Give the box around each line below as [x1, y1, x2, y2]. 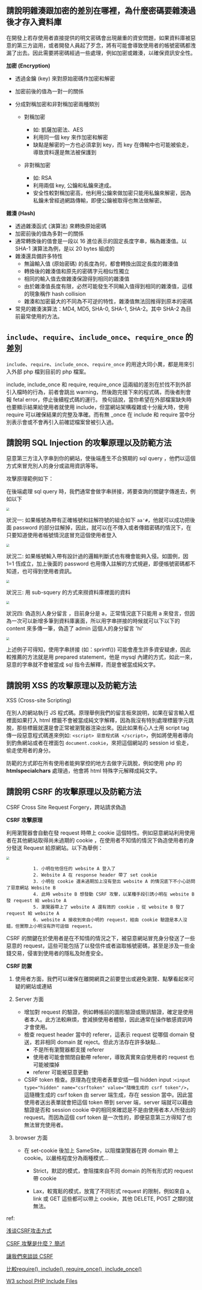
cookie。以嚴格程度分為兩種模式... [23, 1154, 109, 1162]
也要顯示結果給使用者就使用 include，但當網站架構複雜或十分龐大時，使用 [6, 403, 189, 411]
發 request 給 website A [6, 898, 67, 904]
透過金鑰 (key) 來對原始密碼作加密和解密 [14, 75, 115, 82]
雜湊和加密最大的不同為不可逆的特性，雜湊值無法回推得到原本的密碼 [23, 298, 193, 305]
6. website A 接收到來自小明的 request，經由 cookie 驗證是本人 [32, 917, 183, 923]
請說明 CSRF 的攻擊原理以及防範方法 [6, 787, 142, 797]
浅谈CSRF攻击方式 [6, 1227, 52, 1235]
